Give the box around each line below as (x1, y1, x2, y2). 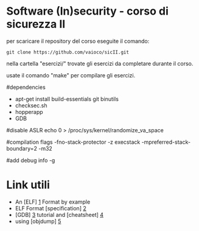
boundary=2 (6, 144, 38, 152)
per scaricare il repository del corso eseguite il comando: (6, 37, 150, 44)
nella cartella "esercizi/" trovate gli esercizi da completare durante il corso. (6, 60, 194, 67)
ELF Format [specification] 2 (15, 204, 86, 211)
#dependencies (6, 84, 46, 91)
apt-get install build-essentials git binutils (15, 95, 119, 102)
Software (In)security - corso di (6, 4, 169, 18)
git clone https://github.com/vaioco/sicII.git (6, 49, 130, 55)
